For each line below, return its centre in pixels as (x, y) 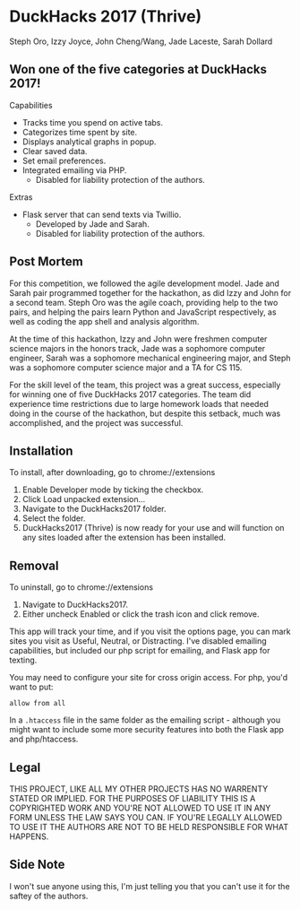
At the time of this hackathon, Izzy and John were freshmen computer (138, 339)
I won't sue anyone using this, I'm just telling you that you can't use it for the (150, 886)
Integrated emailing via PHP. (74, 170)
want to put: (31, 687)
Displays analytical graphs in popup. (89, 142)
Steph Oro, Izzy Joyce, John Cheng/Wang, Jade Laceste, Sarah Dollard (141, 41)
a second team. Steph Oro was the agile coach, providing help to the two (144, 302)
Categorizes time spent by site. (80, 132)
